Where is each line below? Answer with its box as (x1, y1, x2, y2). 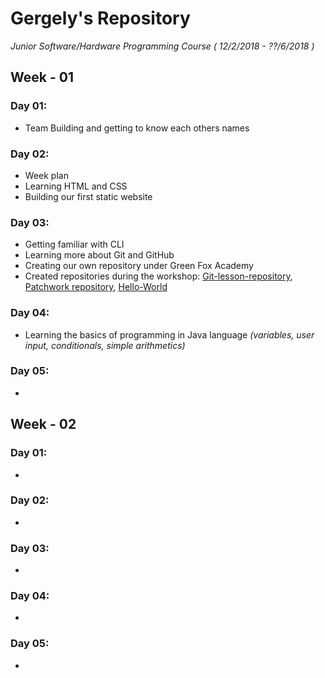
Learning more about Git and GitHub (24, 249, 175, 261)
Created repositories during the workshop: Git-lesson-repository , (24, 270, 293, 282)
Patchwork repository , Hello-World (24, 281, 168, 293)
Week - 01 (10, 69, 74, 86)
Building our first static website (24, 190, 153, 202)
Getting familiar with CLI (24, 238, 125, 251)
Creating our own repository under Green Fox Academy (24, 260, 254, 272)
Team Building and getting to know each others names (24, 122, 250, 134)
